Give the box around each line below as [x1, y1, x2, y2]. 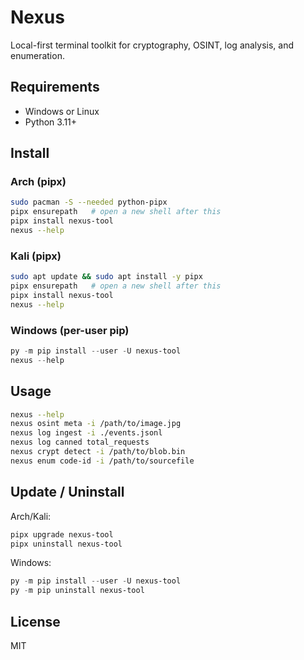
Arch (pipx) [10, 175, 67, 189]
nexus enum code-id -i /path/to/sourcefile [10, 456, 195, 466]
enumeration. [10, 49, 65, 61]
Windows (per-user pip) [10, 323, 130, 337]
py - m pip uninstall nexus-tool [10, 586, 145, 596]
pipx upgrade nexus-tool [10, 529, 114, 540]
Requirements [10, 79, 100, 96]
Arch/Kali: [10, 510, 52, 522]
